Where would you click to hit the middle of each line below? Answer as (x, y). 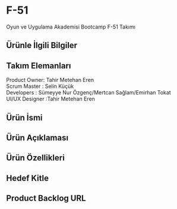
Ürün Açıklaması (37, 137)
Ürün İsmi (24, 117)
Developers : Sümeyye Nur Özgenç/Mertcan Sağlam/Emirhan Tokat (88, 93)
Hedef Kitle (28, 178)
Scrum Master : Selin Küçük (40, 86)
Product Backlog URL (46, 199)
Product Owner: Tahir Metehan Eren (50, 80)
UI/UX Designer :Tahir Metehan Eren (50, 99)
